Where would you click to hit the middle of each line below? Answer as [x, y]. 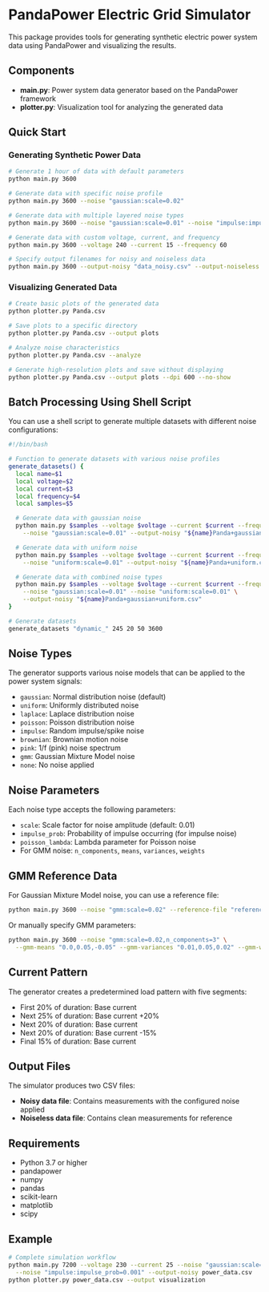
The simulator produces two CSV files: [72, 1086]
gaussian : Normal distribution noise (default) [93, 697]
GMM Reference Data [63, 876]
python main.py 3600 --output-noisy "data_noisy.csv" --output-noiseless [134, 267]
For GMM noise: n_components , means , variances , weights [112, 850]
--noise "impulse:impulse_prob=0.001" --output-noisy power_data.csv [134, 1272]
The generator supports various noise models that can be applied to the [127, 673]
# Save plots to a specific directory [73, 326]
